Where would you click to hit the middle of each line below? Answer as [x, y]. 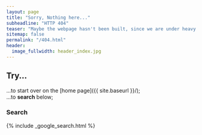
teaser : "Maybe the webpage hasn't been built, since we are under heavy [101, 29]
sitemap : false [25, 35]
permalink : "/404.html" [36, 40]
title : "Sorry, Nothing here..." [48, 18]
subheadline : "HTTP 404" [37, 23]
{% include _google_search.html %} [51, 125]
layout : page [23, 12]
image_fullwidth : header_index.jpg [57, 51]
